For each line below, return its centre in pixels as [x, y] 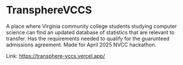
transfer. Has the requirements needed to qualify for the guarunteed [88, 38]
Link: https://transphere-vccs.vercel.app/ [56, 56]
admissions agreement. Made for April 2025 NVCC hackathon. [81, 45]
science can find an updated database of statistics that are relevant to [90, 32]
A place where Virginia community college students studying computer [91, 26]
